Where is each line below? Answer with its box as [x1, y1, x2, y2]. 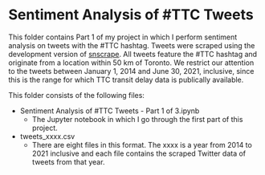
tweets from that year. [31, 157, 105, 166]
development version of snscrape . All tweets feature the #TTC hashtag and [8, 49, 258, 59]
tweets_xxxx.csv [19, 131, 75, 141]
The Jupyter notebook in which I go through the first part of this [31, 114, 243, 124]
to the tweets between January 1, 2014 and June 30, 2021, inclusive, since [8, 66, 255, 75]
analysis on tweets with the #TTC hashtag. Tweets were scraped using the [8, 40, 255, 50]
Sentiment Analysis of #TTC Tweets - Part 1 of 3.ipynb [19, 106, 200, 116]
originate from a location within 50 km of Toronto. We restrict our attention [8, 58, 255, 67]
